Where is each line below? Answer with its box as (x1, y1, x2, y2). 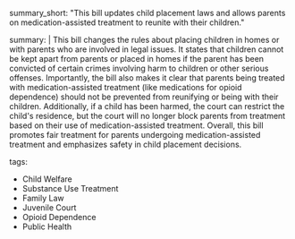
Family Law (21, 192, 64, 203)
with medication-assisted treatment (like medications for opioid (9, 82, 243, 92)
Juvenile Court (21, 202, 77, 213)
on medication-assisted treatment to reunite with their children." (9, 17, 245, 28)
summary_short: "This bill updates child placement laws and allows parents (9, 8, 286, 18)
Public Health (21, 221, 72, 232)
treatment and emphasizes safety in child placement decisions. (9, 139, 242, 149)
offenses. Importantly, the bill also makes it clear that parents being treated (9, 73, 285, 83)
